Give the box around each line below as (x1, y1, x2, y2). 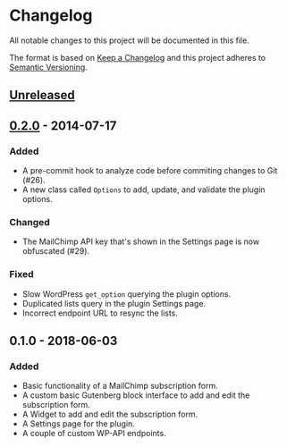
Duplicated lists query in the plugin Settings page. (21, 298, 207, 308)
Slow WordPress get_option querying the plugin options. (21, 288, 232, 299)
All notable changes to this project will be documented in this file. (9, 35, 250, 46)
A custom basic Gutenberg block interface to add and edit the (21, 390, 250, 401)
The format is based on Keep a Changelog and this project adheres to (9, 52, 266, 63)
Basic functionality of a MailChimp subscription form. (21, 381, 218, 392)
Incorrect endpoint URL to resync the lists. (21, 308, 179, 318)
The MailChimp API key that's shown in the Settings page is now (21, 236, 260, 247)
